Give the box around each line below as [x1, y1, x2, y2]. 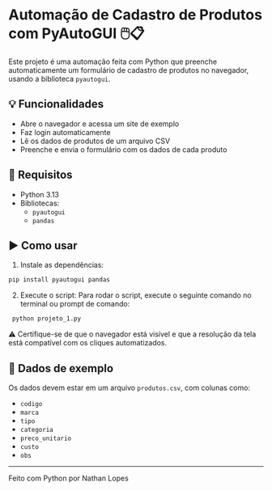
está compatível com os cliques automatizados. [8, 338, 168, 348]
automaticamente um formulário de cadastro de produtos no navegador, [8, 65, 249, 74]
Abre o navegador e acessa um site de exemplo [19, 119, 180, 129]
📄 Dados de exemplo [8, 362, 114, 375]
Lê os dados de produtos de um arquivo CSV [19, 136, 171, 146]
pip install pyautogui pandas [8, 276, 111, 284]
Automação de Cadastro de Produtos [8, 6, 263, 24]
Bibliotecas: [19, 198, 60, 208]
